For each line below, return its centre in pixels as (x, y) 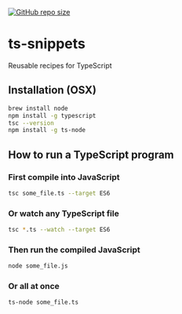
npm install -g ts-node (47, 130)
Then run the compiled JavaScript (75, 250)
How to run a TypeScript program (91, 154)
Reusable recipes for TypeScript (60, 65)
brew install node (38, 108)
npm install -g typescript (52, 115)
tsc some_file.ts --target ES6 (59, 193)
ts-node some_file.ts (44, 302)
